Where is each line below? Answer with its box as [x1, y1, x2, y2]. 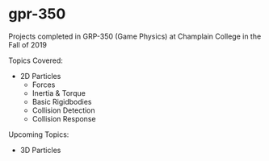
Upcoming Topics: [8, 130, 69, 139]
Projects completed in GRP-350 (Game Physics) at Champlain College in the [8, 31, 262, 41]
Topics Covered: [8, 56, 63, 65]
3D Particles [19, 145, 61, 155]
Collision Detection [32, 105, 95, 115]
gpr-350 [8, 5, 66, 23]
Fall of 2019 [8, 39, 47, 49]
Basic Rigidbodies [32, 97, 92, 106]
